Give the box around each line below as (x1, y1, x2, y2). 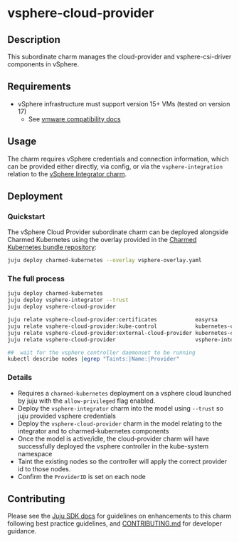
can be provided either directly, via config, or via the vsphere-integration (7, 162, 223, 171)
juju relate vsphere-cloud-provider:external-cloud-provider (7, 329, 193, 336)
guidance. (7, 527, 37, 536)
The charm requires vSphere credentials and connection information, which (7, 154, 229, 163)
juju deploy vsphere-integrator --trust (7, 296, 129, 304)
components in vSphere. (7, 60, 80, 69)
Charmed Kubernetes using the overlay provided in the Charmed (7, 236, 197, 244)
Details (7, 373, 33, 383)
